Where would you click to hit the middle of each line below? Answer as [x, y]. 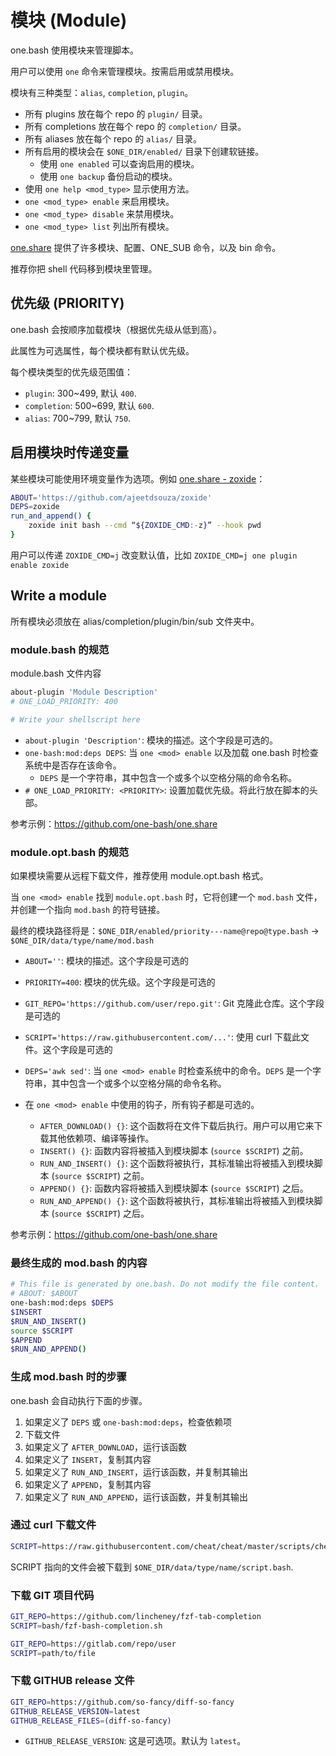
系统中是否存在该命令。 [73, 765]
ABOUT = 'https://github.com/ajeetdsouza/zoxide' [111, 497]
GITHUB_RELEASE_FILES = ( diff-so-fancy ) [91, 1721]
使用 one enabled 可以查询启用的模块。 [119, 163]
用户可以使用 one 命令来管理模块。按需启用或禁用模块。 [125, 71]
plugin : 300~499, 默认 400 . [80, 393]
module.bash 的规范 [60, 649]
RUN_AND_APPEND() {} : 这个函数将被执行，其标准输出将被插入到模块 [177, 1200]
